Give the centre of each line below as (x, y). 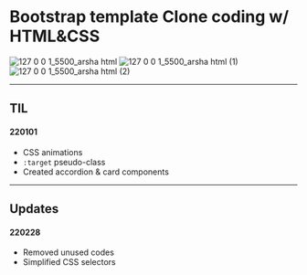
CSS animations (53, 152)
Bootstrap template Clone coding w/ (149, 17)
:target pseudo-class (64, 162)
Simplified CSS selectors (69, 262)
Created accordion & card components (95, 172)
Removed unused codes (68, 252)
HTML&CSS (55, 36)
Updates (34, 209)
